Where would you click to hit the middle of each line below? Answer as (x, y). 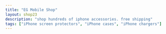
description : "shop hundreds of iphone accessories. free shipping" (79, 19)
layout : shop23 (21, 14)
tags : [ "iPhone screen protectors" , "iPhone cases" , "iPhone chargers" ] (84, 24)
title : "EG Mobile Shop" (31, 10)
